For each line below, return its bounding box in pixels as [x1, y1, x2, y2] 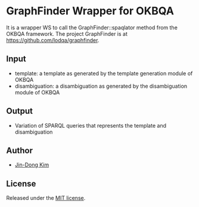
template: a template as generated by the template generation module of [14, 70, 193, 77]
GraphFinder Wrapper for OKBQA [6, 4, 175, 18]
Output [6, 106, 33, 116]
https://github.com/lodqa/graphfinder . [6, 36, 99, 44]
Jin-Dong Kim [14, 161, 49, 168]
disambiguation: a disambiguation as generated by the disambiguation [14, 82, 188, 89]
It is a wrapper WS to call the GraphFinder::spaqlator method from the [6, 24, 178, 31]
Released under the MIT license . [6, 194, 86, 202]
